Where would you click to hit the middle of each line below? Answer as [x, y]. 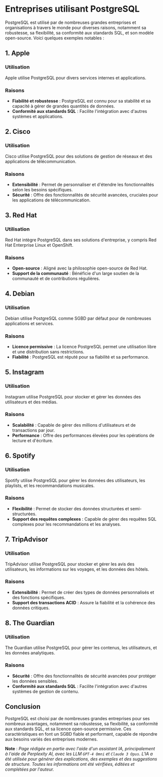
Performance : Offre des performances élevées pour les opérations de [83, 435]
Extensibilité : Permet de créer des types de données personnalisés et [83, 592]
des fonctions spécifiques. [39, 597]
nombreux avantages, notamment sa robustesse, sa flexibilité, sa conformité [81, 723]
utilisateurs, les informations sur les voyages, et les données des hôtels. [77, 569]
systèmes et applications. [38, 116]
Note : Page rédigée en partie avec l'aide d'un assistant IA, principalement [80, 748]
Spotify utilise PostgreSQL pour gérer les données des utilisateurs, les [75, 480]
